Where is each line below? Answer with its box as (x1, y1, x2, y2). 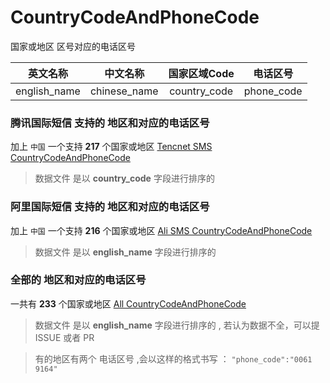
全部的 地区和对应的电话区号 (10, 273, 147, 287)
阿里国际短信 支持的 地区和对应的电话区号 (10, 200, 210, 214)
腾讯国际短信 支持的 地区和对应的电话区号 (10, 116, 210, 130)
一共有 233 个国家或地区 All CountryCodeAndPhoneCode (10, 297, 247, 310)
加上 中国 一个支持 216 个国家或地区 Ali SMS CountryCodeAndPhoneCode (10, 224, 313, 236)
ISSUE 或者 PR (34, 331, 95, 343)
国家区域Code (168, 66, 235, 80)
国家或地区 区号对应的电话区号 (10, 40, 136, 52)
